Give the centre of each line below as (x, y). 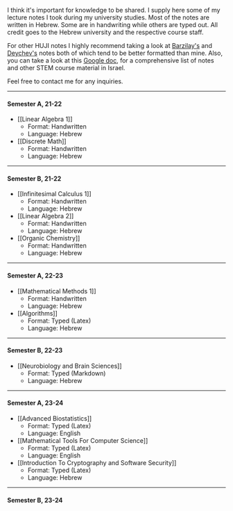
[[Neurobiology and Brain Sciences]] (70, 366)
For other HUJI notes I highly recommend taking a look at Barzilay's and (110, 46)
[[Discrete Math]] (42, 141)
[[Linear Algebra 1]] (45, 119)
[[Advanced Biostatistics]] (54, 419)
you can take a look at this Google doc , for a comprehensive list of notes (111, 60)
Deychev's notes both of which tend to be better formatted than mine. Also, (115, 53)
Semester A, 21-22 (35, 104)
